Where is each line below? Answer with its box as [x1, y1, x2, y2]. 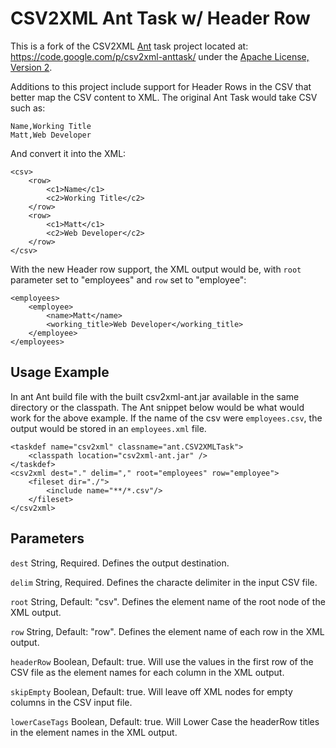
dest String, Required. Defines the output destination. [10, 557, 230, 569]
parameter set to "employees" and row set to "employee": [10, 273, 247, 286]
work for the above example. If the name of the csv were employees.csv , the [10, 412, 323, 424]
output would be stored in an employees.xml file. [10, 422, 207, 434]
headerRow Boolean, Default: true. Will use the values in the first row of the [10, 655, 314, 667]
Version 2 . [10, 61, 53, 73]
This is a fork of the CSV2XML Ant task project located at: [10, 40, 249, 52]
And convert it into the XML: [10, 147, 127, 159]
